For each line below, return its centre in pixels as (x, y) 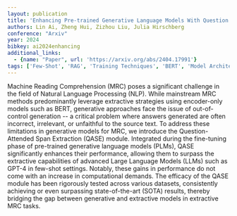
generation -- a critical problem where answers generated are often (127, 116)
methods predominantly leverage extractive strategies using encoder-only (115, 101)
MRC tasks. (24, 205)
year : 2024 (23, 40)
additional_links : (34, 53)
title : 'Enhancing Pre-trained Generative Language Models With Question (118, 20)
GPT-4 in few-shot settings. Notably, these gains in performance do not (111, 168)
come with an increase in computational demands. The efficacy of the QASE (118, 176)
